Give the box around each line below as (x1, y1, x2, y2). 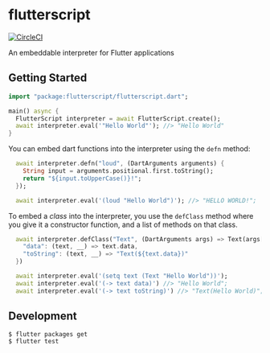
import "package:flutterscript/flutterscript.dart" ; (8, 92, 189, 101)
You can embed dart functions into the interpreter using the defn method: (8, 144, 251, 154)
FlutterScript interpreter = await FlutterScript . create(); (15, 114, 221, 122)
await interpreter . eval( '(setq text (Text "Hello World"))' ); (15, 272, 228, 280)
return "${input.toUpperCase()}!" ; (22, 174, 142, 183)
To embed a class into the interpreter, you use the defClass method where (8, 211, 254, 220)
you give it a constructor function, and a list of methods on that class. (8, 220, 239, 229)
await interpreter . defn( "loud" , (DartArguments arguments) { (15, 159, 225, 168)
